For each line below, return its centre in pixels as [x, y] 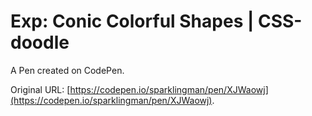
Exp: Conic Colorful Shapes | [132, 21]
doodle [40, 42]
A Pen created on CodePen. [67, 70]
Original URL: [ [40, 89]
